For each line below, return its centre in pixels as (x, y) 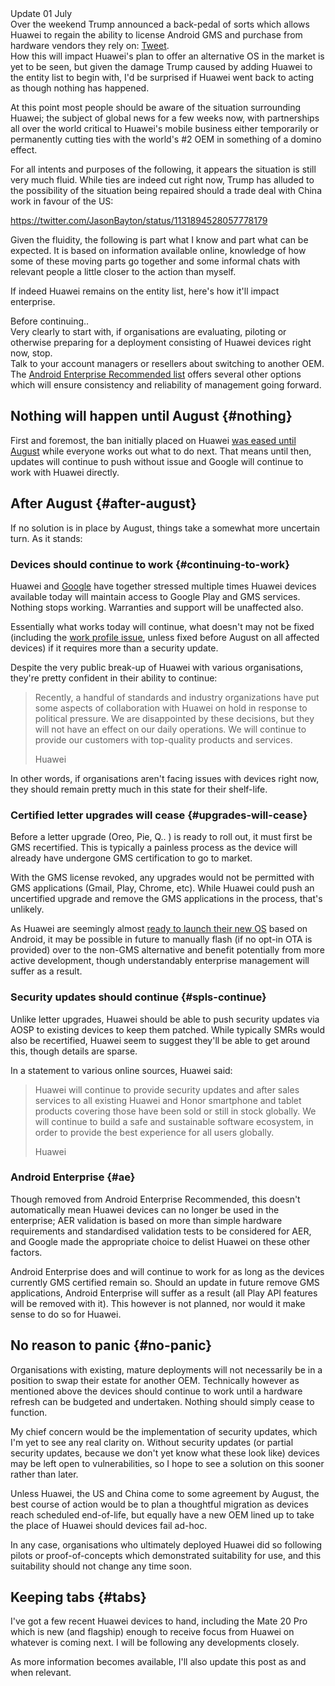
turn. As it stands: (46, 538)
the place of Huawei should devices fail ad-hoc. (109, 1525)
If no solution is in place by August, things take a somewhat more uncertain (165, 528)
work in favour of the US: (62, 201)
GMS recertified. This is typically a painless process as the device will (154, 848)
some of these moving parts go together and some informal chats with (155, 261)
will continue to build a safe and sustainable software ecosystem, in (174, 1121)
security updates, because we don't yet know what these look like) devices (165, 1453)
